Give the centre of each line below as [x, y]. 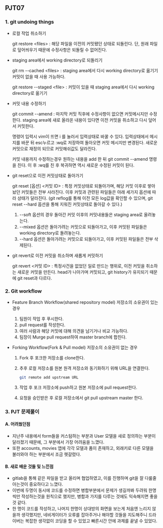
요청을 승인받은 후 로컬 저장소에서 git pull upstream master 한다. [81, 398]
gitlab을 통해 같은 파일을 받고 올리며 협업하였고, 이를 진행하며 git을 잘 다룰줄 [84, 478]
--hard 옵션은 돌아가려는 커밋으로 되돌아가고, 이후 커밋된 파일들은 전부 [86, 239]
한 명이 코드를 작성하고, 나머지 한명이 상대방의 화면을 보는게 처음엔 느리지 [81, 509]
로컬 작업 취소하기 [29, 33]
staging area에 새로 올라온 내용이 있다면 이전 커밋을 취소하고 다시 [85, 120]
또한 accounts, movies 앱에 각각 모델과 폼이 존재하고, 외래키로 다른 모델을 [83, 448]
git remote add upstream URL [49, 377]
